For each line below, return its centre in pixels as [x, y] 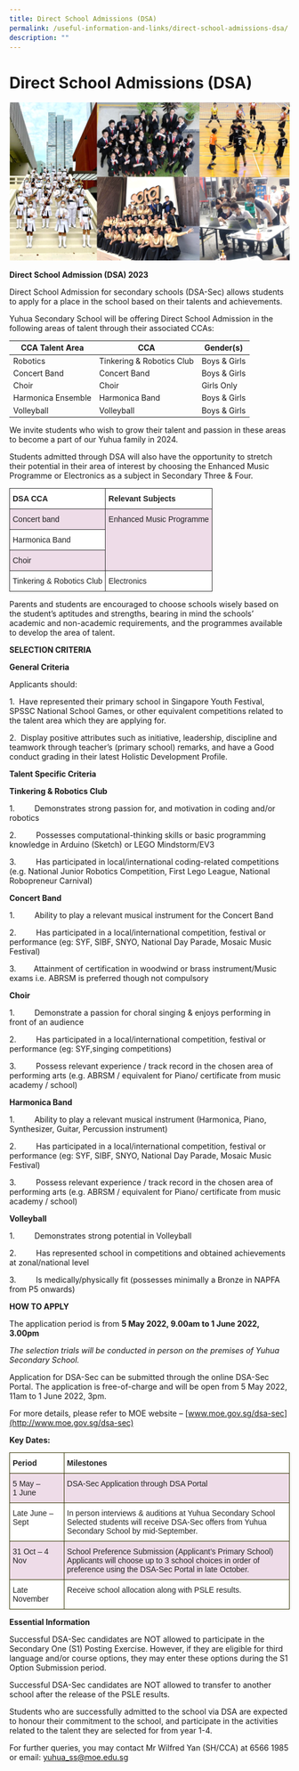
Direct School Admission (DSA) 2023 [79, 274]
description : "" [39, 37]
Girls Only [219, 386]
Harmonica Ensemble [52, 398]
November [31, 1599]
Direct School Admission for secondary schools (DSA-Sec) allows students [147, 292]
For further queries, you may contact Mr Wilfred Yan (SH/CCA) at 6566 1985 [149, 1748]
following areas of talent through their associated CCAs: [112, 328]
